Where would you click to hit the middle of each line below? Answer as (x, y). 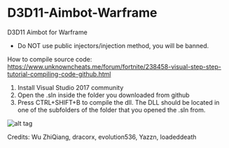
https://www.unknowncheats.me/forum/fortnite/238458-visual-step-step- (114, 66)
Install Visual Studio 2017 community (70, 87)
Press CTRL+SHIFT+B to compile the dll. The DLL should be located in (118, 102)
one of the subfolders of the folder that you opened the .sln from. (111, 110)
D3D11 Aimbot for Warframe (47, 32)
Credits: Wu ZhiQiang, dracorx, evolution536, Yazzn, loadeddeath (102, 137)
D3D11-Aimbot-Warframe (82, 13)
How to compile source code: (50, 59)
